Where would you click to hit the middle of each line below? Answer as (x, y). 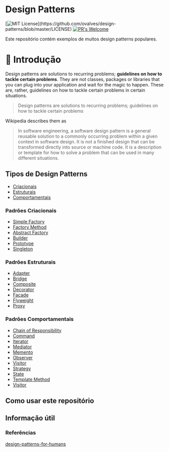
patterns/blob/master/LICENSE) (39, 29)
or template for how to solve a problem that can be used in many (86, 153)
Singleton (23, 249)
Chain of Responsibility (37, 330)
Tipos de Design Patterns (47, 174)
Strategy (22, 368)
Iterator (20, 341)
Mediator (22, 347)
